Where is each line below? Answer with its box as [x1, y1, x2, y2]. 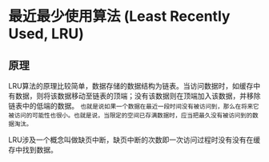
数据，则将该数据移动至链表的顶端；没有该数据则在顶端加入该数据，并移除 [14, 91, 261, 101]
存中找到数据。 [8, 145, 58, 154]
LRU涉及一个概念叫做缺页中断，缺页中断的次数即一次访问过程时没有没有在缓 [8, 135, 261, 144]
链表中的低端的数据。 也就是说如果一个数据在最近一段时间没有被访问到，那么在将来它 [8, 101, 259, 110]
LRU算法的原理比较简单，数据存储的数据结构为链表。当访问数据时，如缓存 [8, 81, 254, 90]
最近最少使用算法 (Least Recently [8, 7, 231, 26]
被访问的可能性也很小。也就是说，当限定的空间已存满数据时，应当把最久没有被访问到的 [8, 112, 253, 120]
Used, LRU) [8, 25, 84, 43]
